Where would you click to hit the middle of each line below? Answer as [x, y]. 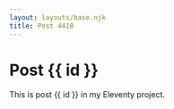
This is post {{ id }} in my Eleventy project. [87, 95]
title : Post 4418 [42, 26]
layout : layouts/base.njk [57, 17]
